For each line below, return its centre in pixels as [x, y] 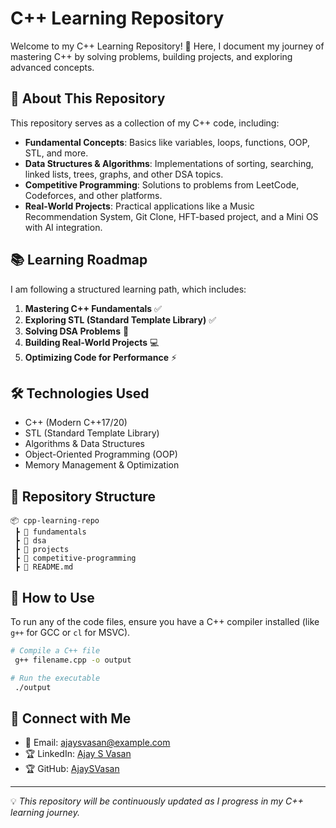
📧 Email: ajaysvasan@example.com [97, 743]
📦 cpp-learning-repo [55, 521]
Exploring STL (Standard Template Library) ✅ [120, 319]
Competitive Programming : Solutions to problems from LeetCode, [162, 184]
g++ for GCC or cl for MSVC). [70, 632]
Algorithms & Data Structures [84, 444]
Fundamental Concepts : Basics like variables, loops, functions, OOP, [167, 142]
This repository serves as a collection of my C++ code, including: [145, 123]
